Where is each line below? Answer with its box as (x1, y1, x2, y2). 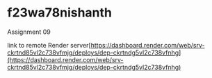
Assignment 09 (7, 28, 51, 36)
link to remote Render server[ (7, 41, 92, 49)
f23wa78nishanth (7, 5, 113, 21)
